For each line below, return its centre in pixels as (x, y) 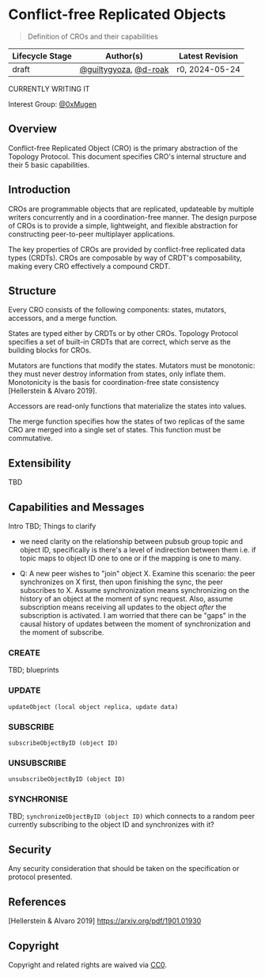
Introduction (40, 190)
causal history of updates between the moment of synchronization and (135, 624)
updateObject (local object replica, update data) (93, 707)
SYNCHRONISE (38, 799)
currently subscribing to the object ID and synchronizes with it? (112, 824)
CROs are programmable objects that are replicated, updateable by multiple (131, 209)
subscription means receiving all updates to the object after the (123, 607)
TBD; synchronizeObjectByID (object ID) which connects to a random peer (132, 817)
